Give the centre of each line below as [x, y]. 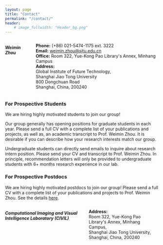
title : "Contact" [23, 14]
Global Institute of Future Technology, [73, 71]
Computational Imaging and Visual [41, 213]
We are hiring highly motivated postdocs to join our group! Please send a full [81, 187]
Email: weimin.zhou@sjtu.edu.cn [69, 51]
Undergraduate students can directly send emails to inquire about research [80, 149]
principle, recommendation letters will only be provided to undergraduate [78, 159]
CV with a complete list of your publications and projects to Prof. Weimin [78, 192]
